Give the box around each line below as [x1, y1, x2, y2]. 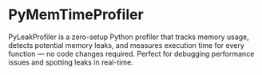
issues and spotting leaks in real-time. [8, 57, 133, 67]
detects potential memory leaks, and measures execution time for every [8, 40, 245, 49]
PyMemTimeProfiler [8, 6, 144, 24]
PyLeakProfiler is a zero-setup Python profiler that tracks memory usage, [8, 32, 249, 41]
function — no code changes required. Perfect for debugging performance [8, 49, 255, 58]
